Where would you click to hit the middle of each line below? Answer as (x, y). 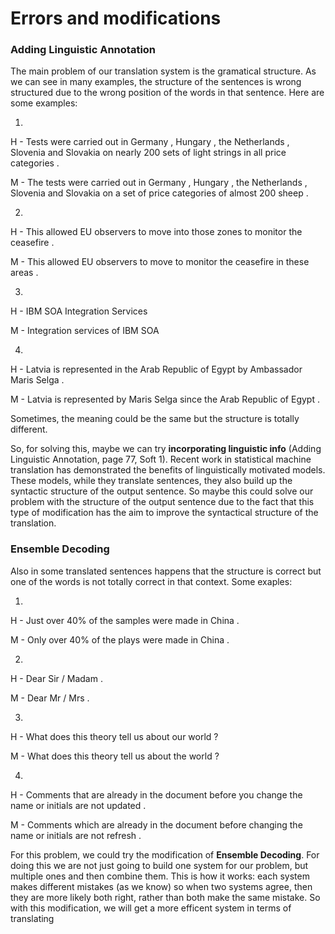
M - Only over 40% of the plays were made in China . (120, 639)
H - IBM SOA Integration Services (79, 311)
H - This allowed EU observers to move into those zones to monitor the (156, 232)
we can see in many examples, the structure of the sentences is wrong (156, 82)
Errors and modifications (116, 18)
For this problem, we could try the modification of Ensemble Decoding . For (165, 854)
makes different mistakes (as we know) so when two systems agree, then (161, 886)
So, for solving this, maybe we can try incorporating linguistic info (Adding (166, 449)
